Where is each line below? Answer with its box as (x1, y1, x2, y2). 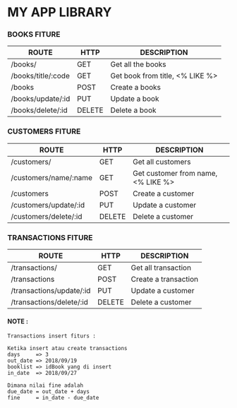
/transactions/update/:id (11, 286, 91, 296)
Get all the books (110, 59, 167, 69)
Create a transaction (130, 275, 199, 284)
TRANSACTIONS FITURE (7, 232, 93, 242)
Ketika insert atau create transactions (7, 345, 128, 352)
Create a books (110, 83, 161, 92)
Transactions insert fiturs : (7, 332, 97, 340)
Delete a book (110, 105, 157, 115)
